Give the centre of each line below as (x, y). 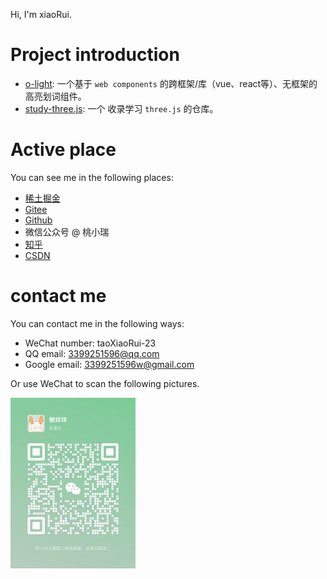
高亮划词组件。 (55, 96)
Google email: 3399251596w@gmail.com (109, 364)
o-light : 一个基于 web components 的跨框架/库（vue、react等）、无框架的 (171, 83)
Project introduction (95, 55)
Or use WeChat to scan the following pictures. (105, 383)
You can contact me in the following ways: (97, 323)
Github (38, 220)
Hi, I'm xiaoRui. (41, 14)
